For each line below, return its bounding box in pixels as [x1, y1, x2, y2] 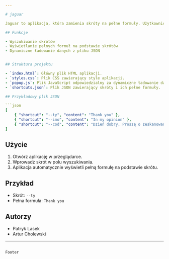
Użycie [5, 140, 28, 149]
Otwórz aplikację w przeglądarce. [12, 154, 82, 160]
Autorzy [5, 212, 32, 221]
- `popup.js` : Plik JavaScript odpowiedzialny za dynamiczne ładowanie [5, 80, 158, 85]
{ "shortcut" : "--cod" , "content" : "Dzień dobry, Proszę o [14, 122, 141, 127]
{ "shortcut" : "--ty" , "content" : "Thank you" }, [14, 113, 121, 118]
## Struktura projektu [5, 62, 53, 67]
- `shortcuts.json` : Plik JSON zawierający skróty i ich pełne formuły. [5, 85, 161, 90]
